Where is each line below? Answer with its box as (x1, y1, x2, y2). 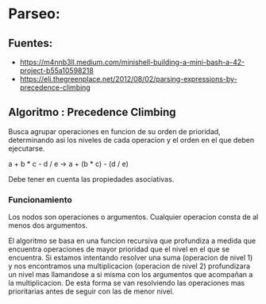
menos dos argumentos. (8, 221, 88, 230)
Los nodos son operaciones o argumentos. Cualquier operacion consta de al (8, 212, 259, 222)
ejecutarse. (8, 144, 45, 153)
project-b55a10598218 (19, 66, 94, 75)
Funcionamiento (8, 194, 73, 205)
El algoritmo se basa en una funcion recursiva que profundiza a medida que (8, 236, 256, 246)
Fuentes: (8, 37, 53, 50)
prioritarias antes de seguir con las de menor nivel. (8, 287, 175, 296)
